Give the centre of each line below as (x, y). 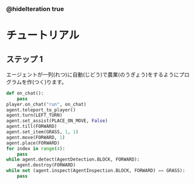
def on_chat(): (25, 93)
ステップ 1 (25, 59)
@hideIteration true (35, 9)
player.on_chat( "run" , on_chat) (46, 104)
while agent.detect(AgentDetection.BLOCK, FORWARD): (73, 159)
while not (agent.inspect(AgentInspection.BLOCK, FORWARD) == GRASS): (96, 171)
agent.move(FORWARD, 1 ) (36, 137)
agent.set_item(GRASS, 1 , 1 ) (42, 132)
